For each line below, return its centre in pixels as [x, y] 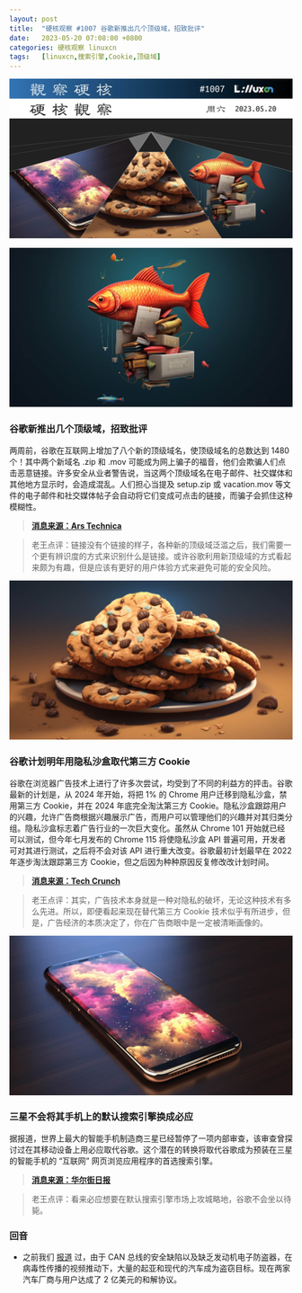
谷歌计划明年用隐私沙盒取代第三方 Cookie [100, 762]
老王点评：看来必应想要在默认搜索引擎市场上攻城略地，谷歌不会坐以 [157, 1199]
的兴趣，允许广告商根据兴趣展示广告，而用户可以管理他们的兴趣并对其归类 [147, 816]
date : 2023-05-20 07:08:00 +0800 [76, 38]
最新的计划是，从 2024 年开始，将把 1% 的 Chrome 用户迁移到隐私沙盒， [145, 794]
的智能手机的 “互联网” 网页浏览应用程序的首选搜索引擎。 [114, 1161]
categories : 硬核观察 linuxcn [63, 48]
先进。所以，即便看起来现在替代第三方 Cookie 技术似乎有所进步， [161, 911]
